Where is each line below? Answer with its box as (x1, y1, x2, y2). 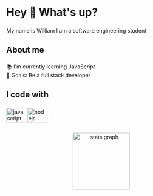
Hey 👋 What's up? (6, 5, 98, 19)
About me (6, 45, 44, 55)
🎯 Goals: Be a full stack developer (6, 72, 91, 79)
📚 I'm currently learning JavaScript (6, 63, 95, 70)
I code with (6, 89, 49, 99)
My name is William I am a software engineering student (6, 27, 147, 34)
